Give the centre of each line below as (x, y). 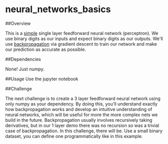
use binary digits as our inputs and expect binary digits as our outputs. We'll (84, 39)
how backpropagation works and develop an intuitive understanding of (79, 109)
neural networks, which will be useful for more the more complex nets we (81, 115)
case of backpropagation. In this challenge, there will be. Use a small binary (84, 131)
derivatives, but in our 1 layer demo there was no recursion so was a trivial (82, 125)
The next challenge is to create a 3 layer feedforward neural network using (83, 98)
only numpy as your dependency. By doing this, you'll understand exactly (81, 104)
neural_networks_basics (58, 9)
